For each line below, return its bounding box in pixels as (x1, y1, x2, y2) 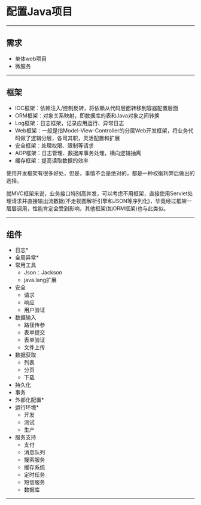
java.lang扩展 (23, 276, 57, 284)
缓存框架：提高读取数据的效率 (14, 156, 89, 164)
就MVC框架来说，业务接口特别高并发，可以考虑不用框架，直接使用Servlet (6, 189, 188, 197)
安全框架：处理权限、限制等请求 (14, 141, 94, 149)
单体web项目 (14, 55, 47, 62)
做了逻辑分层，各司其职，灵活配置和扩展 (20, 134, 120, 141)
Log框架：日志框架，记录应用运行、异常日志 (14, 119, 124, 126)
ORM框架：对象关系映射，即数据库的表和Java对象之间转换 (14, 111, 160, 119)
